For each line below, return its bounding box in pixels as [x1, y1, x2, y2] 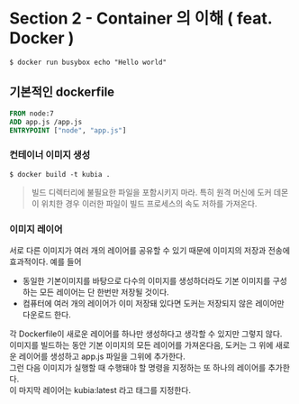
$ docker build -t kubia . [9, 170, 111, 179]
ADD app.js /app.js [9, 117, 83, 126]
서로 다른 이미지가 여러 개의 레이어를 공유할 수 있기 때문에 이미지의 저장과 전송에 [9, 244, 291, 255]
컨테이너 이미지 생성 [9, 149, 91, 161]
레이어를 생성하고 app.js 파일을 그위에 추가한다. [18, 351, 186, 362]
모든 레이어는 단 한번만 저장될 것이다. [39, 286, 169, 298]
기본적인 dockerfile [9, 85, 115, 100]
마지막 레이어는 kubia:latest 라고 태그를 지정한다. [18, 384, 192, 395]
